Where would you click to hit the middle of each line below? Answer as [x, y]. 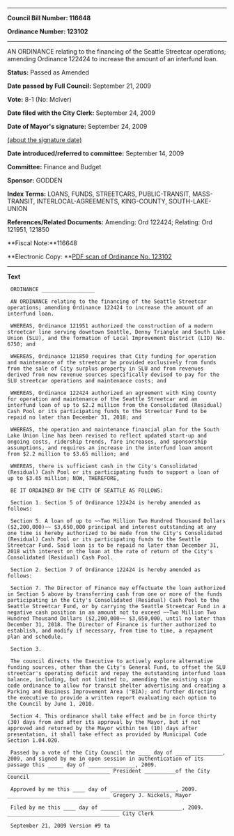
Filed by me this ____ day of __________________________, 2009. [107, 807]
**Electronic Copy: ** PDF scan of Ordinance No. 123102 [89, 256]
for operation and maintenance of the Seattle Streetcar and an [102, 399]
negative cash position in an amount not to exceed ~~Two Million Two [112, 612]
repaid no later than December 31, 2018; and [74, 417]
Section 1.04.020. [34, 741]
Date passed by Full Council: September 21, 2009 [79, 86]
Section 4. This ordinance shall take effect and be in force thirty [113, 716]
